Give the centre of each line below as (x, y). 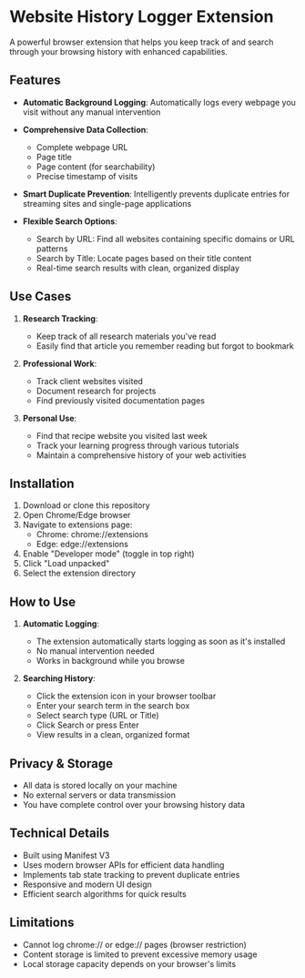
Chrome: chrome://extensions (92, 535)
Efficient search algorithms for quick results (104, 893)
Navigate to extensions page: (77, 525)
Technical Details (60, 834)
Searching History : (59, 678)
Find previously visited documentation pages (121, 400)
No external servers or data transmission (99, 795)
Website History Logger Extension (142, 17)
